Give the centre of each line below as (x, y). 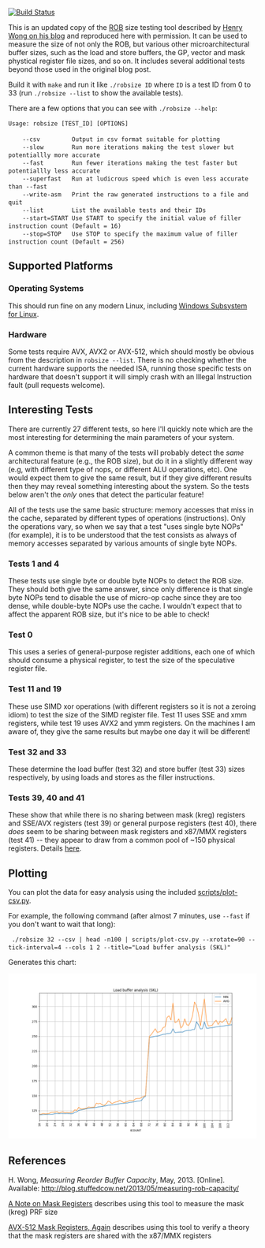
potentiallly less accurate (54, 171)
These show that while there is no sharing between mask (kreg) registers (127, 815)
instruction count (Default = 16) (65, 226)
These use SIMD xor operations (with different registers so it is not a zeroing (132, 706)
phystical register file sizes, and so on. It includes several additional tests (127, 61)
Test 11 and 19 (35, 689)
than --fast (28, 187)
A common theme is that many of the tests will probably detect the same (126, 453)
